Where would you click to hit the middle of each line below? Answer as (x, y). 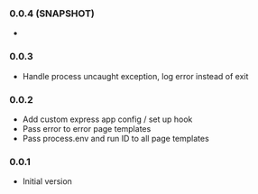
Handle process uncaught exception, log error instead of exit (135, 76)
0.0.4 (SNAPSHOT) (52, 14)
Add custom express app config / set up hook (107, 119)
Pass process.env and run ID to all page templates (115, 138)
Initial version (47, 181)
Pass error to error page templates (87, 128)
